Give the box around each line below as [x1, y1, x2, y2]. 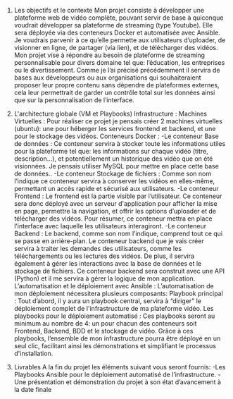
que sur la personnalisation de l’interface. [13, 96, 135, 104]
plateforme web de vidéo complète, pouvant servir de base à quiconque [13, 13, 224, 22]
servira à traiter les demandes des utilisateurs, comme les [13, 245, 182, 252]
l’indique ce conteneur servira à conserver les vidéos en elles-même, [13, 177, 215, 185]
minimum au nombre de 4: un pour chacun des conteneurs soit [13, 319, 197, 327]
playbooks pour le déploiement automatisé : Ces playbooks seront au [13, 312, 215, 320]
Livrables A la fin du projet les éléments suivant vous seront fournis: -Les [13, 363, 226, 371]
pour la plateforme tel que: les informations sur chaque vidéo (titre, [13, 147, 209, 155]
